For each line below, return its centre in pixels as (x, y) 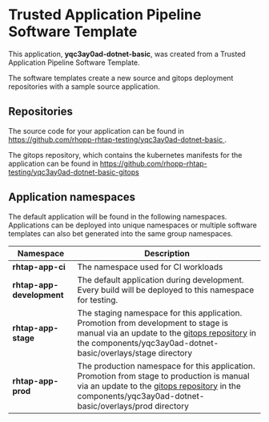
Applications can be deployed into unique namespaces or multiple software (133, 225)
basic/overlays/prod (115, 406)
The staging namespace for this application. (160, 312)
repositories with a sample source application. (84, 86)
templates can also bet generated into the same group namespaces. (121, 233)
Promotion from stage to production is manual (163, 376)
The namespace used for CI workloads (150, 267)
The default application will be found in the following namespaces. (118, 216)
